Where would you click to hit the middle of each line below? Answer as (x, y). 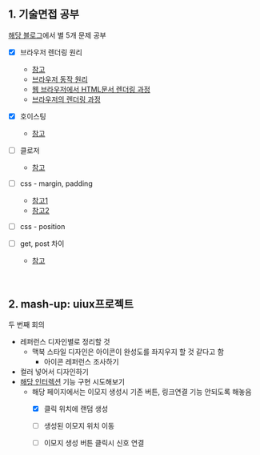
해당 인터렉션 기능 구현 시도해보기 (72, 382)
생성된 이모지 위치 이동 (79, 426)
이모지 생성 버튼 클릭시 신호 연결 (94, 443)
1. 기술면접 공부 (44, 14)
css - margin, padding (56, 183)
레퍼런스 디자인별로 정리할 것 (65, 342)
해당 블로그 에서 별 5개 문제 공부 (57, 35)
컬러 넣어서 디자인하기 (54, 372)
